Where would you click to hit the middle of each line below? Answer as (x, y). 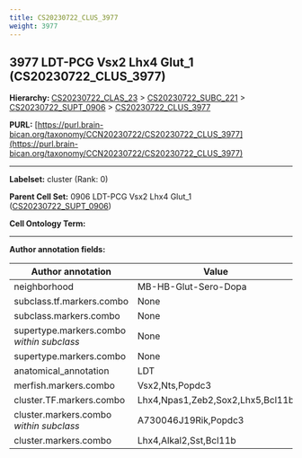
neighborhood (44, 286)
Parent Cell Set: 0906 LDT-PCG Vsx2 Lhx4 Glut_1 (100, 197)
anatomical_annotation (62, 371)
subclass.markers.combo (67, 316)
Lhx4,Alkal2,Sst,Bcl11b (187, 441)
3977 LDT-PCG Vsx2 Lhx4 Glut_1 (102, 62)
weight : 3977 (34, 26)
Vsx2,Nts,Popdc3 (174, 385)
